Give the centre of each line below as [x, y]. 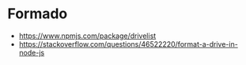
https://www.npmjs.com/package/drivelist [87, 36]
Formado [38, 14]
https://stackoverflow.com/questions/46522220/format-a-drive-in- [128, 44]
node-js [32, 52]
